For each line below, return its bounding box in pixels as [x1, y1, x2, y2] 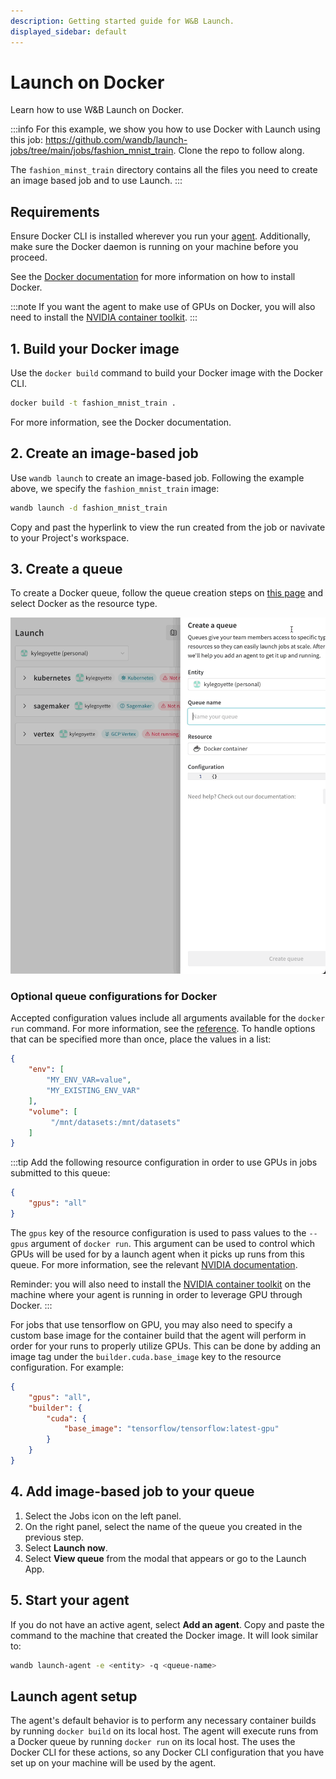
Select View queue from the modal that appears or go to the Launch [24, 1552, 307, 1564]
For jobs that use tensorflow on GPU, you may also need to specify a [10, 1318, 293, 1330]
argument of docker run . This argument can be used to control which [30, 1237, 316, 1249]
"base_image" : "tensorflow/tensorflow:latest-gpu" [63, 1424, 280, 1434]
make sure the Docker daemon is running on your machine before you [10, 241, 299, 253]
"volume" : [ [28, 1106, 78, 1117]
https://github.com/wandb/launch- [44, 134, 188, 146]
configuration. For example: [10, 1361, 124, 1373]
